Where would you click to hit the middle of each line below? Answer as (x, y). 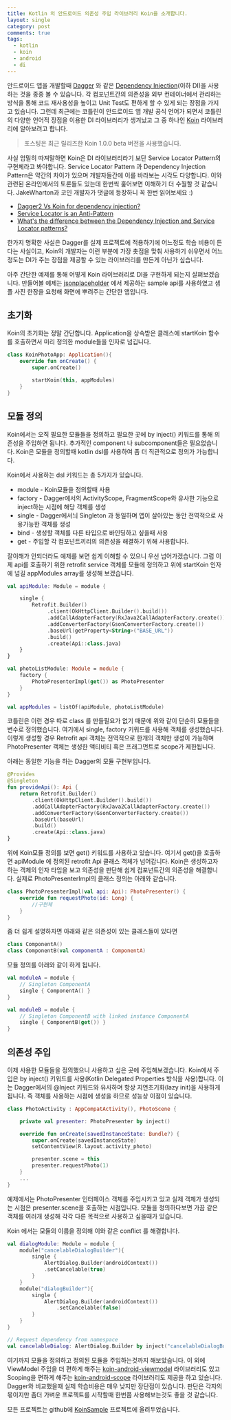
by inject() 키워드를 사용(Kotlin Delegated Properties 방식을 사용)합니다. (118, 1078)
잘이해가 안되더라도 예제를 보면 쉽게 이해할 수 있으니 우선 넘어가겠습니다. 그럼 (111, 555)
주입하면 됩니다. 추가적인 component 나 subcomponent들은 (107, 443)
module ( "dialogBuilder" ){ (57, 1289)
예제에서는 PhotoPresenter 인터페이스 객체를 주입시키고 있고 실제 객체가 (104, 1199)
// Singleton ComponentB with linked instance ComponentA (104, 1016)
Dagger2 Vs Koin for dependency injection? (79, 206)
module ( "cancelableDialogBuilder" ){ (72, 1250)
